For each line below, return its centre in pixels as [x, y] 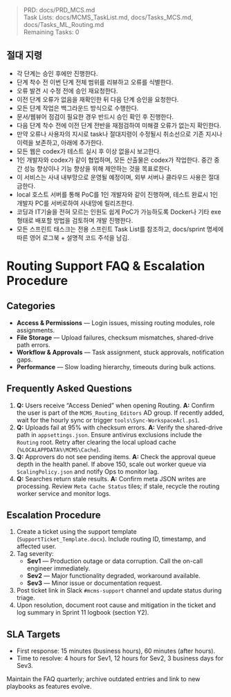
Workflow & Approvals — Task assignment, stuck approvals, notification [120, 352]
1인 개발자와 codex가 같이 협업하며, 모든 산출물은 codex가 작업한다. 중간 [114, 160]
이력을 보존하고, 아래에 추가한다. [60, 142]
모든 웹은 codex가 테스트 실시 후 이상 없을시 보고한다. [89, 151]
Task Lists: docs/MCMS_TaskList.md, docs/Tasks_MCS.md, [108, 17]
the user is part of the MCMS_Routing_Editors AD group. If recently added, [120, 412]
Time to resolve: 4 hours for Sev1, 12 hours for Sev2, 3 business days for [120, 658]
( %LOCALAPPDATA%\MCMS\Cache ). [58, 449]
